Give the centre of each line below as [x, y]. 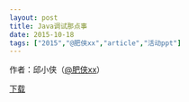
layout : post [34, 18]
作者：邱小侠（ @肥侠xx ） [57, 70]
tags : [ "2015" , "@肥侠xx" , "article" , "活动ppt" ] [95, 43]
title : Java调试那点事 [49, 26]
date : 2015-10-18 [42, 34]
